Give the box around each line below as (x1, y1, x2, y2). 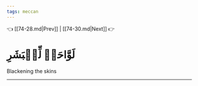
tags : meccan (6, 8, 39, 15)
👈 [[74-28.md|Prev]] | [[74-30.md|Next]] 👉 (6, 25, 115, 32)
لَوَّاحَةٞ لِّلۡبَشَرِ (6, 48, 75, 61)
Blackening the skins (6, 67, 57, 74)
